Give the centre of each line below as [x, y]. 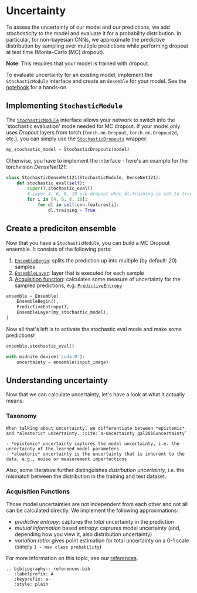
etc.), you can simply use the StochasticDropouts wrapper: [77, 139]
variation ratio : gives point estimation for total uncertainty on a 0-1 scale [102, 540]
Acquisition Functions [38, 491]
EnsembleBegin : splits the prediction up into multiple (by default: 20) [96, 260]
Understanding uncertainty [57, 380]
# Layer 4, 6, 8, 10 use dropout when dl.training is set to [103, 194]
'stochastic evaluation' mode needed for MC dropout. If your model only [93, 126]
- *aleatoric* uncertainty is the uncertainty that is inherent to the [95, 454]
